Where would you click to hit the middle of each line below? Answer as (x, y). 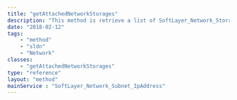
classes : (20, 60)
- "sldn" (33, 46)
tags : (15, 33)
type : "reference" (34, 73)
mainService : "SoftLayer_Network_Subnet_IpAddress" (86, 86)
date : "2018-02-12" (36, 27)
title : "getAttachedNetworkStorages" (63, 14)
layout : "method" (33, 79)
